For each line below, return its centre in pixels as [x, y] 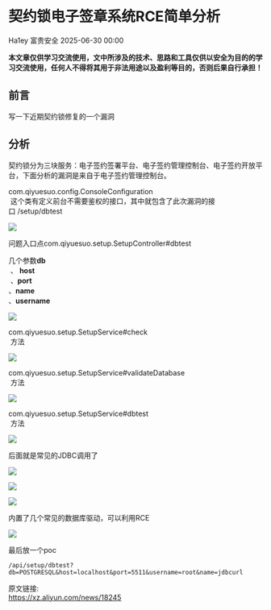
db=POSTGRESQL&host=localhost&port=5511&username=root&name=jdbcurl [126, 572]
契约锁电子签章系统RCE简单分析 [115, 17]
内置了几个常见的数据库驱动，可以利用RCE [79, 517]
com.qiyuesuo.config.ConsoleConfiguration [81, 191]
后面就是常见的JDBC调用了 [53, 455]
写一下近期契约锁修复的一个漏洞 [61, 116]
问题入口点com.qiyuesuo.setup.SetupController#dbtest [100, 243]
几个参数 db [27, 260]
